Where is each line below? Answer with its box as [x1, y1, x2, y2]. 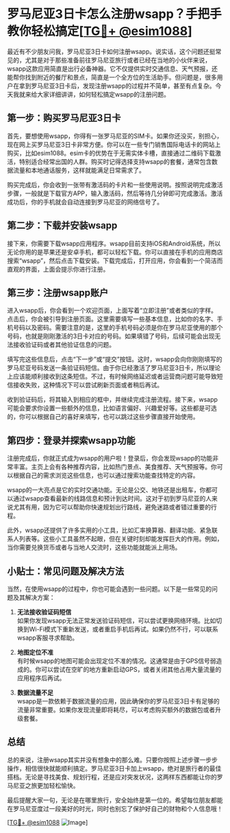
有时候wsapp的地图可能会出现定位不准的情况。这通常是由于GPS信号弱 [16, 657, 217, 665]
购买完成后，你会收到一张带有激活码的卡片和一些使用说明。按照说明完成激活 [7, 180, 223, 189]
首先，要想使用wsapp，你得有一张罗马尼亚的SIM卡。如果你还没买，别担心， [7, 132, 223, 140]
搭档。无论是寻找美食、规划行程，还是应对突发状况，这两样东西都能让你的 [7, 773, 217, 781]
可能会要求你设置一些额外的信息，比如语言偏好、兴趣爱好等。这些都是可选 [7, 404, 217, 412]
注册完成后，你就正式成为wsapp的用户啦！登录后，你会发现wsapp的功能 [7, 454, 213, 463]
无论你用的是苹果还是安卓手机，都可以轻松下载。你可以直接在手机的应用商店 [7, 248, 223, 256]
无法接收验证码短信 [16, 608, 72, 616]
